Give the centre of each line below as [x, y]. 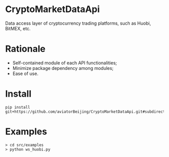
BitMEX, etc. [18, 28]
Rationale [25, 49]
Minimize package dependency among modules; [63, 68]
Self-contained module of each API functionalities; [65, 63]
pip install [18, 107]
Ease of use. [25, 73]
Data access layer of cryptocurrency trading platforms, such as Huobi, [78, 23]
